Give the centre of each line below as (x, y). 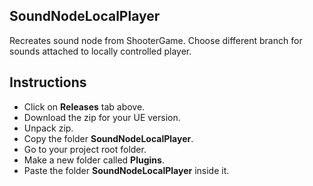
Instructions (48, 82)
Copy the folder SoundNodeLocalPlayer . (108, 138)
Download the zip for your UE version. (102, 117)
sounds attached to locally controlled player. (100, 51)
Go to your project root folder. (85, 149)
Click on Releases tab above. (84, 106)
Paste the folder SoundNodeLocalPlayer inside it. (126, 170)
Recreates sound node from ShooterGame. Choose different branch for (156, 40)
